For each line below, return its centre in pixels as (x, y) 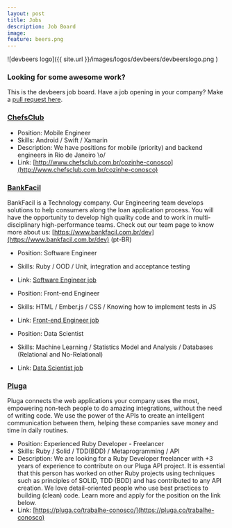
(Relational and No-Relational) (60, 355)
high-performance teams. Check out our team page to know (127, 225)
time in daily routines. (38, 430)
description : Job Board (42, 26)
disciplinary (24, 225)
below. (27, 503)
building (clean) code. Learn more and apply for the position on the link (119, 495)
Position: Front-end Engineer (58, 293)
